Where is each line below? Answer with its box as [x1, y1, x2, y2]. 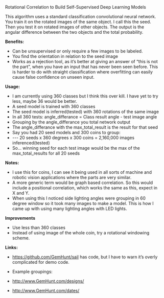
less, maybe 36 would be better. [12, 98, 77, 104]
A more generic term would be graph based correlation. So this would [12, 180, 153, 185]
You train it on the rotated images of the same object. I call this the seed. [5, 19, 151, 24]
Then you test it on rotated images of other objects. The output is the [5, 24, 144, 30]
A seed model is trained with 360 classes [12, 104, 95, 109]
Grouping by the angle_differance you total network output [12, 119, 131, 125]
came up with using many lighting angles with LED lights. [12, 206, 127, 211]
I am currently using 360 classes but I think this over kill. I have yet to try [12, 93, 159, 99]
